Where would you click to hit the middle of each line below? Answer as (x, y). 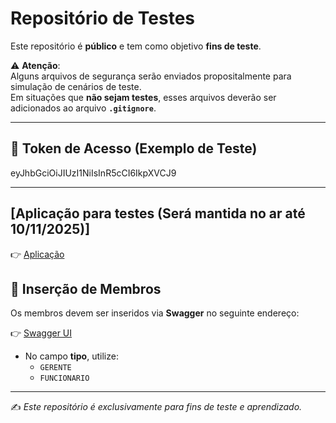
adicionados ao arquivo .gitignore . (83, 108)
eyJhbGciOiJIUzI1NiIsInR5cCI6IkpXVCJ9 (93, 173)
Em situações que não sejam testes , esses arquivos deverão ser (143, 97)
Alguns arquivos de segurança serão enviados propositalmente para (151, 76)
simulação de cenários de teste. (76, 86)
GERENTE (55, 368)
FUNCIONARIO (64, 378)
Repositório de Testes (103, 18)
